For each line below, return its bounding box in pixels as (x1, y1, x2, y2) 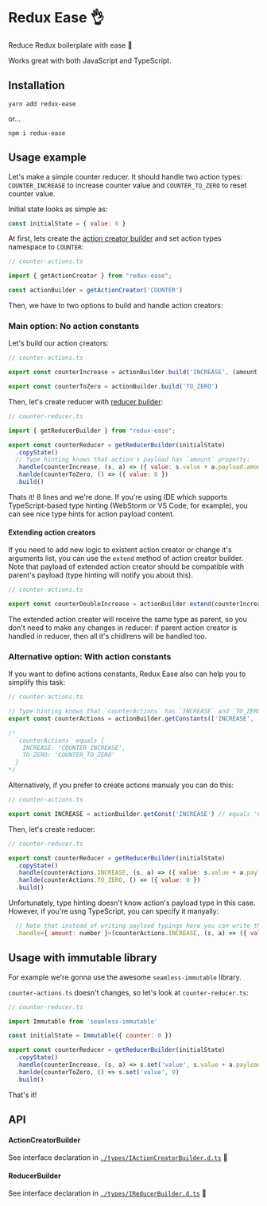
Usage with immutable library (8, 951, 157, 964)
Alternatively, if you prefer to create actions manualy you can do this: (8, 780, 234, 790)
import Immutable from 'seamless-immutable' (8, 1017, 158, 1026)
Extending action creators (8, 528, 96, 537)
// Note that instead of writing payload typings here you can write (15, 922, 250, 930)
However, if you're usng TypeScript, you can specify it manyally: (8, 906, 219, 916)
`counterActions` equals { (15, 736, 105, 744)
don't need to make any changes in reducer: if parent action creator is (8, 623, 238, 632)
